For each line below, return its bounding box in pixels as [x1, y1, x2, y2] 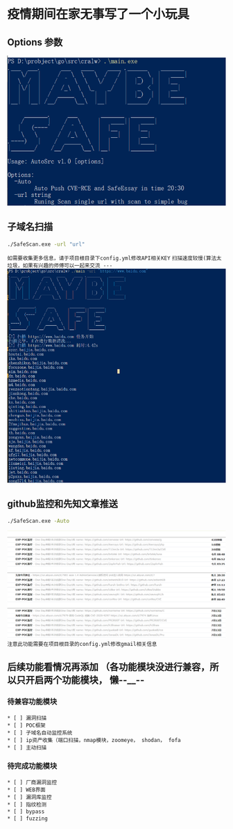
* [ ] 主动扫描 [7, 744, 47, 751]
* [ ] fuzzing [7, 815, 49, 822]
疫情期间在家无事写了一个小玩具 [7, 6, 190, 22]
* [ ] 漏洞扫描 [7, 714, 47, 721]
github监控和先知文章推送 [7, 498, 119, 510]
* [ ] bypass [7, 808, 45, 815]
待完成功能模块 [7, 761, 58, 771]
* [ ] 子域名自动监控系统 [7, 729, 73, 736]
